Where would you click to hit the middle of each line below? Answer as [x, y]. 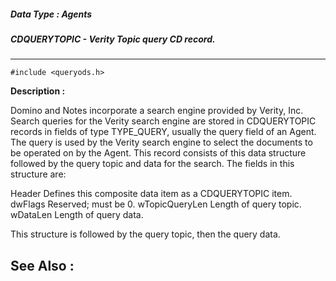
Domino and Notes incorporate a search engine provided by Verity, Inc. [157, 111]
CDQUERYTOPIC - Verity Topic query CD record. [113, 39]
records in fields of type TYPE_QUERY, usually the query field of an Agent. [163, 132]
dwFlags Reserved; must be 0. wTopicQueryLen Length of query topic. [156, 204]
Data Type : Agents [51, 14]
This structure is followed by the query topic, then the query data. [145, 234]
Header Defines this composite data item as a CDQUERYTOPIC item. [151, 194]
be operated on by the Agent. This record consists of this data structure [158, 153]
